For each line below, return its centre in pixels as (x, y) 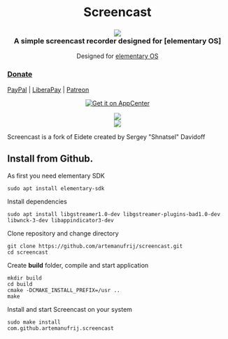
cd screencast (28, 252)
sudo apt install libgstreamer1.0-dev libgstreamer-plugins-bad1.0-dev (114, 214)
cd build (20, 284)
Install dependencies (37, 201)
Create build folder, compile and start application (78, 265)
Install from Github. (50, 159)
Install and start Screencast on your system (70, 309)
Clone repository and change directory (63, 233)
